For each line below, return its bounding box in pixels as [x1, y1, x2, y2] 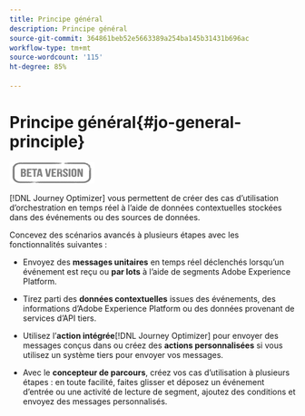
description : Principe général [9, 24, 128, 34]
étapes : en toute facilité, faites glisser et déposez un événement [22, 376, 265, 387]
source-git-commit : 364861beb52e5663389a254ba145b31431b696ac [9, 34, 250, 43]
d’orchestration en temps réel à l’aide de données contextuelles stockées [9, 202, 282, 213]
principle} [9, 131, 85, 152]
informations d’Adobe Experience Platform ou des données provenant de [22, 303, 295, 314]
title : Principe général [9, 15, 103, 24]
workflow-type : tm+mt [9, 44, 92, 53]
